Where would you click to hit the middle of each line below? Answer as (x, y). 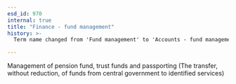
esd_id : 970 (25, 14)
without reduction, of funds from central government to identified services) (116, 73)
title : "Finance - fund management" (61, 27)
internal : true (29, 20)
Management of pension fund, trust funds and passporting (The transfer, (112, 66)
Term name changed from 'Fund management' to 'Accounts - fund (108, 40)
